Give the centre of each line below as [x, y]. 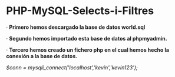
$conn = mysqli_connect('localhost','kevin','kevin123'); [72, 67]
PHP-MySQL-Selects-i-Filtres [80, 11]
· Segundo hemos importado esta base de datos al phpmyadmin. [87, 38]
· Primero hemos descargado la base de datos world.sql [76, 27]
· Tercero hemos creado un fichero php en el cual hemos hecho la [88, 50]
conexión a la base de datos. [42, 56]
